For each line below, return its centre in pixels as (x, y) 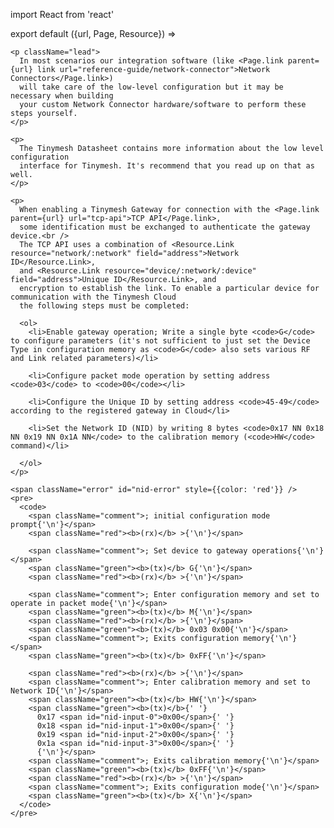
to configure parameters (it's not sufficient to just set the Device (160, 341)
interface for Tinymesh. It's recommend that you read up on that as (167, 166)
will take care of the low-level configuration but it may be (151, 87)
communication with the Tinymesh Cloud (93, 297)
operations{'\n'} (288, 551)
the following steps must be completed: (104, 306)
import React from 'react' (62, 14)
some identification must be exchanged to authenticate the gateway (165, 227)
